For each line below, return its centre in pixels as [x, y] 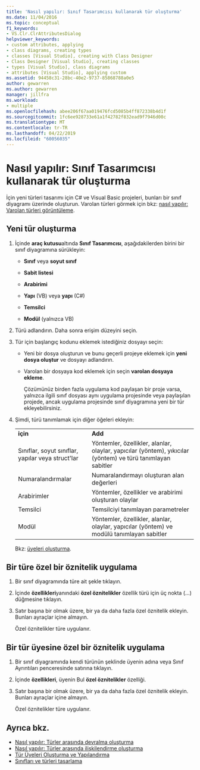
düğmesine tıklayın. [39, 599]
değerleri [104, 483]
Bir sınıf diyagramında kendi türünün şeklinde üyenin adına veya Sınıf [99, 662]
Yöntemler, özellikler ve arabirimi [137, 492]
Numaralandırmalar [45, 478]
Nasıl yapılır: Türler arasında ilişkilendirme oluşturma [79, 748]
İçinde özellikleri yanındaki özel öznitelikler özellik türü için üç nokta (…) [103, 593]
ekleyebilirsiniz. [43, 408]
